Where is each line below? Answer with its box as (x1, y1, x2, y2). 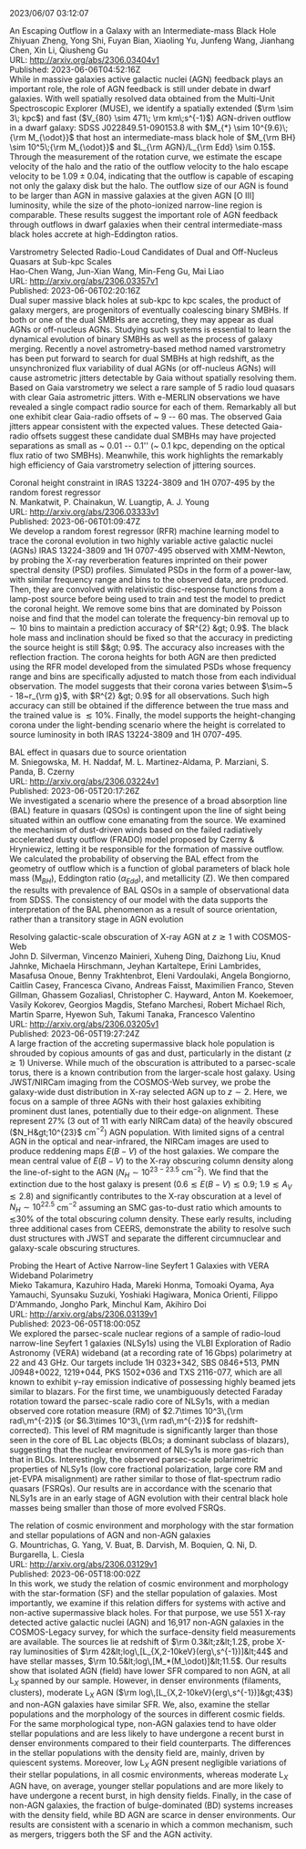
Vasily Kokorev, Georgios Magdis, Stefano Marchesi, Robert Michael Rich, (9, 998, 286, 1010)
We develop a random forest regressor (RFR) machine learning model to (9, 526, 280, 536)
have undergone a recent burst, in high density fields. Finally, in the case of (9, 1791, 292, 1802)
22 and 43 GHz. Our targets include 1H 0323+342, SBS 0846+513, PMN (9, 1358, 280, 1369)
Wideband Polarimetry (9, 1270, 94, 1281)
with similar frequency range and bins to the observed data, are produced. (9, 574, 289, 584)
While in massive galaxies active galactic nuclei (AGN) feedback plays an (9, 74, 284, 85)
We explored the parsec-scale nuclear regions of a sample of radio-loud (9, 1328, 280, 1339)
